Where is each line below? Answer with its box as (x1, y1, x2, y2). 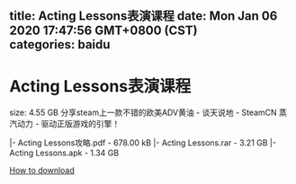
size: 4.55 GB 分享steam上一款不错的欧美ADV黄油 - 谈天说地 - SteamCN (9, 107, 277, 118)
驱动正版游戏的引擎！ (40, 118, 121, 129)
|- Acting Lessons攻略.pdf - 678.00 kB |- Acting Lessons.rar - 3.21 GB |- (9, 137, 277, 148)
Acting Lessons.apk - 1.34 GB (9, 147, 120, 159)
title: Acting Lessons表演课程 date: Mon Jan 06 (9, 8, 278, 24)
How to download (9, 165, 75, 176)
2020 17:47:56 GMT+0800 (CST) (9, 23, 198, 39)
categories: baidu (9, 37, 111, 52)
